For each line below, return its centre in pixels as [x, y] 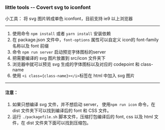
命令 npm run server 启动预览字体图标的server [59, 52]
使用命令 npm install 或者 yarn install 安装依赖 [62, 34]
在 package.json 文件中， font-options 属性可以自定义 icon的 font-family [85, 40]
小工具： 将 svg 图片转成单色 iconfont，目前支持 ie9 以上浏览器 [69, 19]
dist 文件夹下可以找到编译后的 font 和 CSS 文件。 [62, 110]
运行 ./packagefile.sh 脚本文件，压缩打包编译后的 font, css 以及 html [82, 116]
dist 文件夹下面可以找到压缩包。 [59, 123]
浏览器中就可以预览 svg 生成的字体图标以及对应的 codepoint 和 [76, 64]
